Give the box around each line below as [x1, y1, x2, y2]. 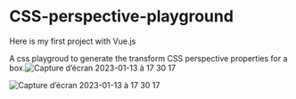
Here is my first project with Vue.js [9, 36, 136, 46]
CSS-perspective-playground [9, 6, 234, 27]
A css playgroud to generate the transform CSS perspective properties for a [9, 53, 288, 63]
